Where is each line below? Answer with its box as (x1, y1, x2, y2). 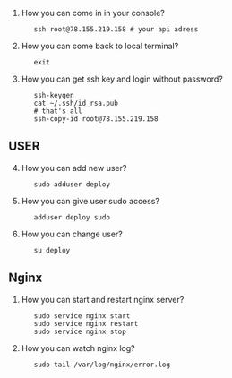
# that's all (33, 107, 82, 116)
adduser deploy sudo (33, 212, 111, 222)
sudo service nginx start (33, 311, 131, 321)
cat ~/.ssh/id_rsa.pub (33, 99, 118, 107)
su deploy (33, 245, 71, 254)
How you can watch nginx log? (21, 342, 135, 353)
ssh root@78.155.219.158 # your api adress (33, 25, 199, 34)
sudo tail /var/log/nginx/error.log (33, 360, 171, 369)
